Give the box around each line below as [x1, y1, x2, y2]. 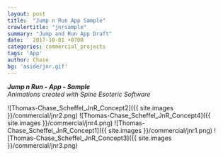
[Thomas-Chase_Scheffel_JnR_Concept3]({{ [7, 134, 137, 142]
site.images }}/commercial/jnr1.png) [108, 126, 213, 134]
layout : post [7, 10, 46, 18]
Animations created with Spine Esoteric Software [7, 90, 151, 98]
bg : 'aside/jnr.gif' [7, 63, 69, 70]
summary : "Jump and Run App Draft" [7, 30, 113, 37]
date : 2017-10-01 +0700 [7, 37, 84, 44]
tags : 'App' [7, 50, 42, 57]
